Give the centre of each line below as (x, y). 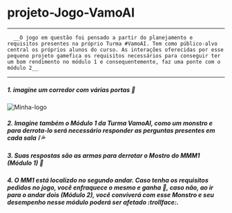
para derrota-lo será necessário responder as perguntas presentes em (111, 130)
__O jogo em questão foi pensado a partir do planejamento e (103, 37)
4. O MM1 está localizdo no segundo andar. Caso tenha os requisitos (108, 180)
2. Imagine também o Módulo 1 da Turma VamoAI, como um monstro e (110, 123)
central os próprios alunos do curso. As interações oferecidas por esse (116, 50)
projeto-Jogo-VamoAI (71, 13)
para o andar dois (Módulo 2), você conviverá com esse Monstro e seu (110, 195)
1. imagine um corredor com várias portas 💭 (71, 90)
